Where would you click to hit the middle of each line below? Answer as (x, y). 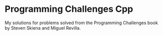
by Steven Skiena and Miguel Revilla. (43, 28)
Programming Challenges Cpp (69, 9)
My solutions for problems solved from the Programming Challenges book (81, 23)
